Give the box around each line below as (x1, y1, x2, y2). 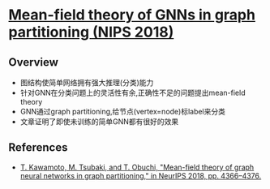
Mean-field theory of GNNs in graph (8, 6, 255, 24)
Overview (8, 55, 59, 69)
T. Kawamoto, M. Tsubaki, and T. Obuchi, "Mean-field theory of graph (19, 162, 255, 172)
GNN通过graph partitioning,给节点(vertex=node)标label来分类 (19, 107, 225, 116)
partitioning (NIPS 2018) (8, 23, 174, 41)
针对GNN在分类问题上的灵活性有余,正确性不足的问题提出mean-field (19, 88, 246, 97)
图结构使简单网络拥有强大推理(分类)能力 (19, 78, 154, 87)
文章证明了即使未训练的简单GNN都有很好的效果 (19, 117, 179, 127)
